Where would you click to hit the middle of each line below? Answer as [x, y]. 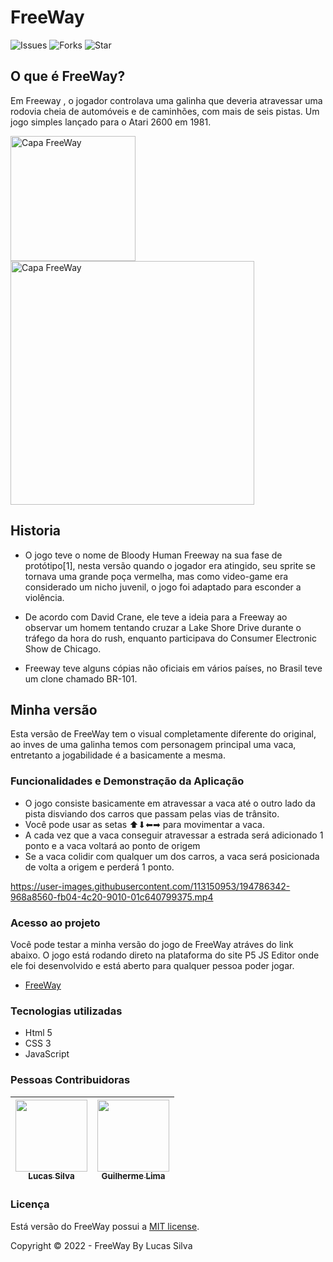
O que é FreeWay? [68, 76]
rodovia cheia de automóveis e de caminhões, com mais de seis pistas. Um [165, 111]
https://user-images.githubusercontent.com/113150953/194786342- [150, 886]
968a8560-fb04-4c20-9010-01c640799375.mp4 [112, 897]
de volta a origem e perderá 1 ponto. [99, 867]
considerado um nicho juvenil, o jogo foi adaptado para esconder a [163, 587]
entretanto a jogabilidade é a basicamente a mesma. [118, 755]
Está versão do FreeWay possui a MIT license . [105, 1226]
